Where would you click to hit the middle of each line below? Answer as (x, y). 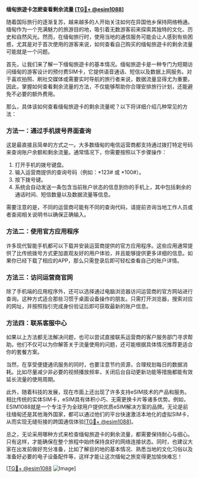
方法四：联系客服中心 (36, 323)
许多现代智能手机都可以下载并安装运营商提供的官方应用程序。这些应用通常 (97, 245)
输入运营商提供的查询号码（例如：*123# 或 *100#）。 (79, 172)
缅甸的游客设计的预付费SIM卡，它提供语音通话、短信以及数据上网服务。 (99, 72)
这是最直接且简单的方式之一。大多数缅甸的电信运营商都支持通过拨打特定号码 (99, 145)
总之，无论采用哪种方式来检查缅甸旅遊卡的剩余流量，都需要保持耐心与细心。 (99, 434)
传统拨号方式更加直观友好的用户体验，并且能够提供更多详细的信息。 (105, 253)
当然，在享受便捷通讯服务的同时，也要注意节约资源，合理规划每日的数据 (94, 365)
